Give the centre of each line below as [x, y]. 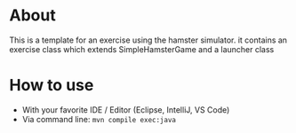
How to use [52, 86]
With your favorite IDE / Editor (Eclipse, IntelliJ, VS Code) [126, 110]
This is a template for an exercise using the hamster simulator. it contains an [148, 40]
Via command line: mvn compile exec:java [99, 119]
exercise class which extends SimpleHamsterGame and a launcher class [142, 49]
